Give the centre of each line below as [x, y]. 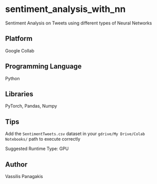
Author [16, 164]
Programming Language [44, 67]
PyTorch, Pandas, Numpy [31, 106]
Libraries [19, 94]
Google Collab [20, 50]
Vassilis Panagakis [24, 176]
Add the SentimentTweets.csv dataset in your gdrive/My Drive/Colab [75, 134]
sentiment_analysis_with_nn [66, 9]
